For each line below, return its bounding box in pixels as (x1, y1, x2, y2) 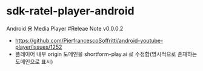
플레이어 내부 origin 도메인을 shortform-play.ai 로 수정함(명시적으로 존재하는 (15, 50, 198, 58)
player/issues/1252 (15, 43, 62, 51)
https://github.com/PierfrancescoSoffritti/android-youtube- (15, 37, 164, 44)
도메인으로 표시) (15, 58, 53, 65)
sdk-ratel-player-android (6, 4, 135, 18)
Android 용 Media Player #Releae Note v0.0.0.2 (6, 25, 124, 32)
